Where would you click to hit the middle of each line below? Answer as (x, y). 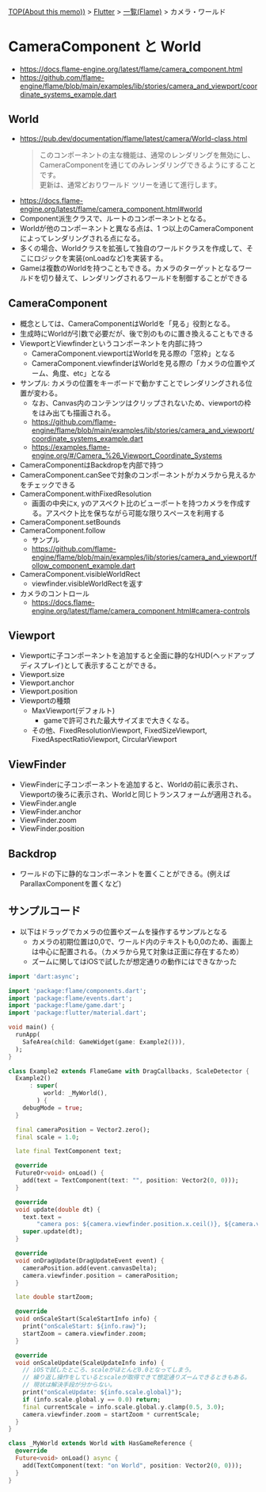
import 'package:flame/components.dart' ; (78, 990)
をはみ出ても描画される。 (73, 413)
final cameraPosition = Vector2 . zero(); (83, 1129)
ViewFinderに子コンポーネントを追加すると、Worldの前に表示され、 (131, 785)
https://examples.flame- (71, 447)
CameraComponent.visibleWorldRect (80, 574)
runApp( (28, 1035)
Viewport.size (42, 675)
